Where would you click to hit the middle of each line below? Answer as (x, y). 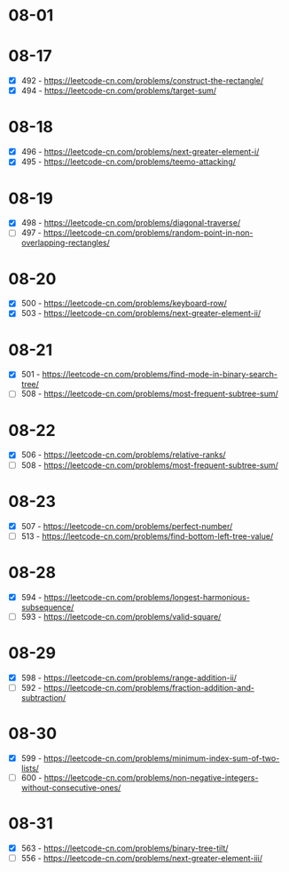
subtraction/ (43, 697)
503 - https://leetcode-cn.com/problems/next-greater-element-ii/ (141, 313)
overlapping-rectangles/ (65, 243)
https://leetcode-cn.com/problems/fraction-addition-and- (148, 687)
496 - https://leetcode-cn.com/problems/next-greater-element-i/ (140, 152)
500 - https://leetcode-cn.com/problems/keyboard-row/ (124, 304)
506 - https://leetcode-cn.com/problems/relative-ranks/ (124, 455)
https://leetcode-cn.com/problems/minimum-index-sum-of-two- (161, 758)
